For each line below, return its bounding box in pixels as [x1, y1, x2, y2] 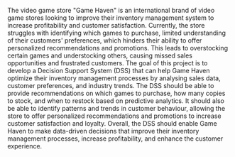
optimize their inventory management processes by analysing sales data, [7, 74, 222, 82]
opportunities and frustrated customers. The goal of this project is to [7, 59, 208, 67]
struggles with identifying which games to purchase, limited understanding [7, 28, 226, 37]
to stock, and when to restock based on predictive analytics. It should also [7, 97, 225, 105]
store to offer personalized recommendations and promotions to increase [7, 112, 222, 120]
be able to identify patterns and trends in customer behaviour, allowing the [7, 104, 226, 112]
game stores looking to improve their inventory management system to [7, 13, 214, 22]
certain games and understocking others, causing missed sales [7, 51, 193, 60]
